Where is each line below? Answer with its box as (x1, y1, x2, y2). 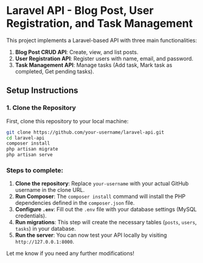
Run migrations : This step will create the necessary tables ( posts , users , (15, 219, 197, 226)
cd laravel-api (6, 135, 45, 141)
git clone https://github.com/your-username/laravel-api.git (6, 129, 165, 135)
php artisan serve (6, 152, 53, 158)
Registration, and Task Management (6, 16, 193, 30)
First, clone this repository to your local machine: (6, 117, 129, 125)
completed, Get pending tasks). (15, 67, 94, 75)
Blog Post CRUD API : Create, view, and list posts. (15, 48, 139, 55)
